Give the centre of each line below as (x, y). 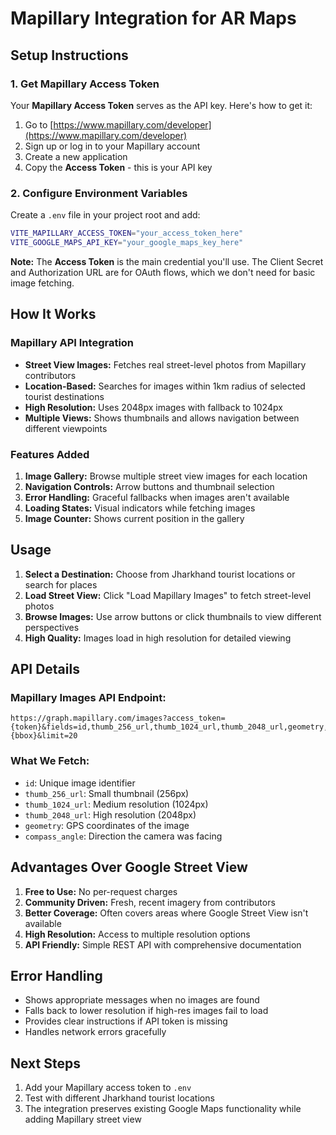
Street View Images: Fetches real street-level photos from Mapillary (165, 364)
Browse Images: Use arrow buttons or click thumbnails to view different (173, 616)
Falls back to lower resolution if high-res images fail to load (146, 1011)
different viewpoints (66, 428)
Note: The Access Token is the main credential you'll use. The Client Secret (167, 261)
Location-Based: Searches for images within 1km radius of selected (165, 386)
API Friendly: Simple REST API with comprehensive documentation (163, 944)
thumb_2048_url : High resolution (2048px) (110, 814)
